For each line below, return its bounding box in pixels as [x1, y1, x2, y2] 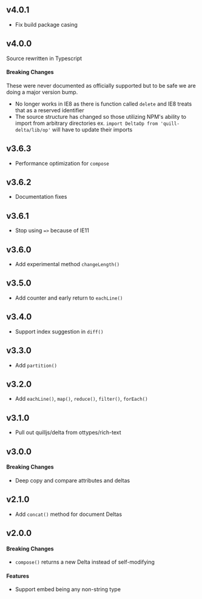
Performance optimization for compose [15, 159, 109, 167]
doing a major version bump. [6, 88, 78, 96]
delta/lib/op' [15, 127, 51, 133]
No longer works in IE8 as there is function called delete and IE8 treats [15, 100, 192, 107]
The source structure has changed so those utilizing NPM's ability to [15, 113, 187, 120]
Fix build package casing [15, 21, 78, 28]
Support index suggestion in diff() [15, 327, 104, 335]
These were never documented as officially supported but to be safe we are [6, 82, 196, 89]
